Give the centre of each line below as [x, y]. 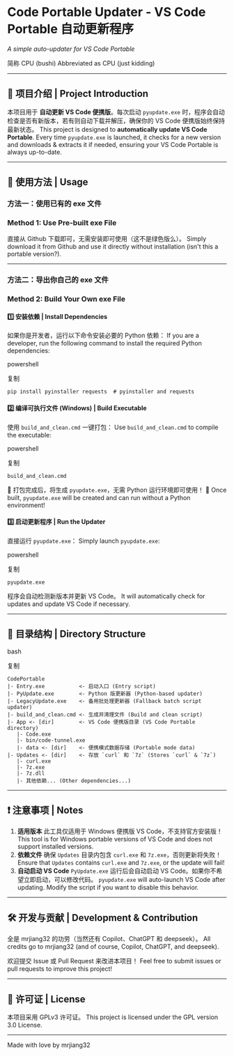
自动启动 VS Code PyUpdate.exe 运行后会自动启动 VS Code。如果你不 [117, 871]
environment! [26, 505]
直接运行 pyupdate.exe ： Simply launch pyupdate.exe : [84, 541]
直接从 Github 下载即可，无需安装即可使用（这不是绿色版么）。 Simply [107, 239]
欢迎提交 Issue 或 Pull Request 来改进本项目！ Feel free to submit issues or [114, 961]
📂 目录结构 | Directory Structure [77, 634]
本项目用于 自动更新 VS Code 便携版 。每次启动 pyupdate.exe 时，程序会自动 [116, 111]
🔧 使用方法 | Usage [48, 182]
